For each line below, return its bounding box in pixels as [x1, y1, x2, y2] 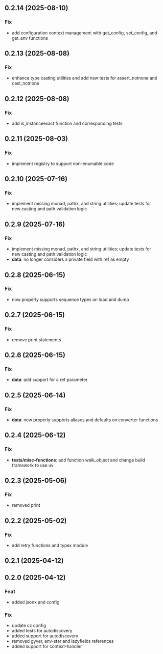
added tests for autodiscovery [11, 628, 73, 634]
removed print [11, 502, 40, 508]
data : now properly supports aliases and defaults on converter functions [11, 417, 158, 423]
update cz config [11, 623, 46, 628]
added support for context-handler [11, 643, 82, 650]
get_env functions [11, 35, 48, 41]
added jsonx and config [11, 599, 60, 605]
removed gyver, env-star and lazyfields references [11, 638, 114, 644]
